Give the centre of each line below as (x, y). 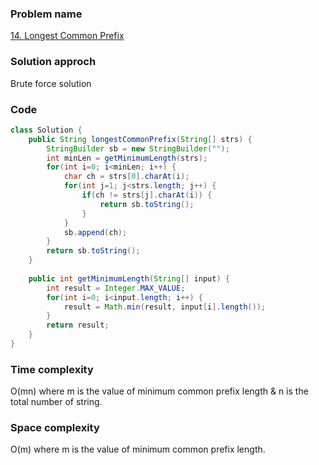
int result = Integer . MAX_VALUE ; (116, 288)
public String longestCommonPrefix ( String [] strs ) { (140, 139)
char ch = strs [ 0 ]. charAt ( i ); (126, 177)
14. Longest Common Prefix (67, 36)
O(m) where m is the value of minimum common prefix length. (138, 449)
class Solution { (46, 130)
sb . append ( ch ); (95, 232)
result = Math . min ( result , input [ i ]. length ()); (165, 307)
